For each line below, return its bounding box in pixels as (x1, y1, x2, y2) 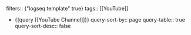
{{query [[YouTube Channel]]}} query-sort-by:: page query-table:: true (14, 16, 185, 23)
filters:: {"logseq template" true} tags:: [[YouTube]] (6, 5, 129, 12)
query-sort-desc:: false (14, 23, 71, 29)
